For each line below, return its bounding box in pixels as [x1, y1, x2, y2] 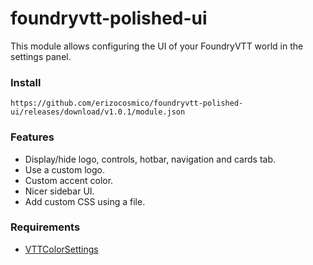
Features [10, 130, 55, 144]
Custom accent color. [24, 174, 114, 186]
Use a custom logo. [24, 163, 106, 176]
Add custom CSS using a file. [24, 195, 146, 207]
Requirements [10, 220, 81, 234]
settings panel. [10, 50, 72, 62]
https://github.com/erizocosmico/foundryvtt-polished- [10, 98, 244, 109]
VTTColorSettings [24, 243, 99, 255]
